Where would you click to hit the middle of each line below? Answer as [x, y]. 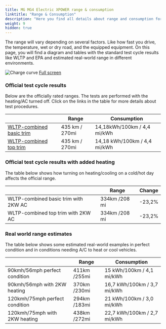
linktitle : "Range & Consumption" [41, 14]
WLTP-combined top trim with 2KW [49, 213]
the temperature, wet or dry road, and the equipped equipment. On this [77, 47]
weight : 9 [15, 23]
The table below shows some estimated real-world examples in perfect [77, 245]
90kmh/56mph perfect [34, 270]
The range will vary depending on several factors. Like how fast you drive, [81, 42]
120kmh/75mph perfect [36, 299]
